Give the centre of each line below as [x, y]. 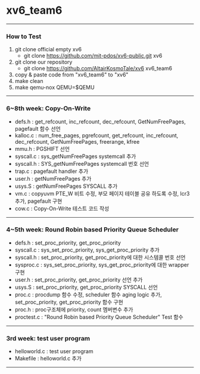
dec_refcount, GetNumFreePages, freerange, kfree [77, 141]
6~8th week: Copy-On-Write [49, 109]
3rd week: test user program [48, 338]
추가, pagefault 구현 [38, 201]
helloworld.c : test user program [54, 351]
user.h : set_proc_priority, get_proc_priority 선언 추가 [79, 279]
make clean [29, 81]
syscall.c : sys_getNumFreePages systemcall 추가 [75, 156]
